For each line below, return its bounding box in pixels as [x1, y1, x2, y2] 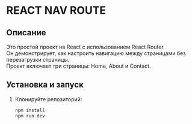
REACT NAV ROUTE [6, 4, 107, 17]
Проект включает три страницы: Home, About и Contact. [6, 62, 152, 69]
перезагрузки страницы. [6, 56, 70, 63]
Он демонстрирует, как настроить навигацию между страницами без [6, 50, 186, 57]
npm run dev [14, 113, 45, 119]
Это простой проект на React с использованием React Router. [6, 43, 166, 50]
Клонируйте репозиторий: [14, 95, 82, 102]
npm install [14, 107, 45, 113]
